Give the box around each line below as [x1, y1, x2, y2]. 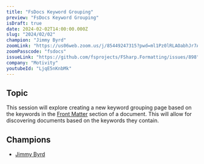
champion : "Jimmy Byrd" [6, 37, 67, 43]
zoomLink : [6, 43, 32, 49]
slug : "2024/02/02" [6, 32, 56, 38]
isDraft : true [6, 20, 42, 26]
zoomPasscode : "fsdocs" [6, 49, 67, 55]
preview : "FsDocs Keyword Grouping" [6, 15, 99, 21]
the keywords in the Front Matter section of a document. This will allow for [6, 111, 192, 118]
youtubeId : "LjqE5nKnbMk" [6, 65, 72, 72]
